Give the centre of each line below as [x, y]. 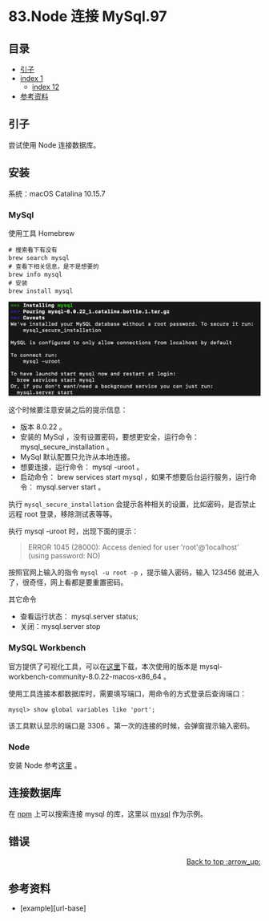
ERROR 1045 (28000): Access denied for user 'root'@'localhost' [134, 547]
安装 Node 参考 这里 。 [45, 765]
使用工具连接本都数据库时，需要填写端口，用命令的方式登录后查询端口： [127, 693]
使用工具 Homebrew [42, 233]
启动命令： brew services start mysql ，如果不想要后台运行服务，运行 [134, 477]
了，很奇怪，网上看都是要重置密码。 [68, 582]
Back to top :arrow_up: [223, 861]
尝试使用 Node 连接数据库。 [54, 144]
